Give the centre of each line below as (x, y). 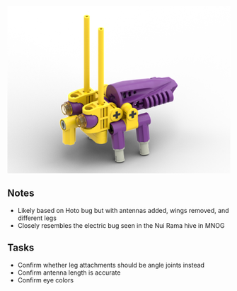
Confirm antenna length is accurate (69, 273)
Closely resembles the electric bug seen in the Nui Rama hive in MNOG (121, 225)
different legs (37, 218)
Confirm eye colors (46, 280)
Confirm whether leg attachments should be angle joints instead (111, 265)
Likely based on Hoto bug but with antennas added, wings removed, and (123, 210)
